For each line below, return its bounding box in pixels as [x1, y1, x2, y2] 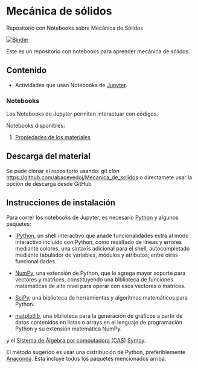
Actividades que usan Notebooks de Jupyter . [14, 81, 128, 88]
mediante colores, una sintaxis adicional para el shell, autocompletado [14, 245, 190, 252]
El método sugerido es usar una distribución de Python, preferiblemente [6, 348, 186, 355]
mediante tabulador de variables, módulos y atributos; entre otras [14, 251, 178, 258]
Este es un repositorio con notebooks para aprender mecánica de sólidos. [6, 47, 190, 55]
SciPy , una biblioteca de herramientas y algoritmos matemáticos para [14, 294, 188, 301]
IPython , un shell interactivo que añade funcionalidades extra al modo [14, 232, 189, 239]
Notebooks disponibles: [6, 122, 65, 130]
